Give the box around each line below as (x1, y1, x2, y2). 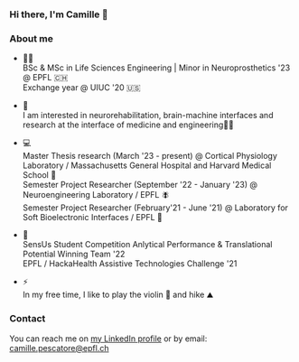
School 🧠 (22, 170, 57, 181)
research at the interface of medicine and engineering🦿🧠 (22, 119, 235, 130)
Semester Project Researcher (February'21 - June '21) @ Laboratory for (22, 202, 289, 213)
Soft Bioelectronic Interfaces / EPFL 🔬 (22, 212, 163, 223)
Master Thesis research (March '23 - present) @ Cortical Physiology (22, 151, 278, 162)
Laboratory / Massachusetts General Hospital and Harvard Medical (22, 160, 272, 171)
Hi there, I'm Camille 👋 (9, 8, 108, 21)
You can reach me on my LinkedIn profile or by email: (9, 333, 208, 344)
